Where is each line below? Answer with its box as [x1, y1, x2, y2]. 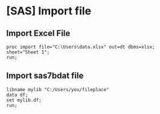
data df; [6, 92, 28, 98]
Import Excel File [6, 28, 71, 38]
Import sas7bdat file [6, 71, 84, 81]
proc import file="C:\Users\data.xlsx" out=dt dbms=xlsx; [6, 44, 155, 50]
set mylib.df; [6, 97, 42, 103]
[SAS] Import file [6, 4, 92, 18]
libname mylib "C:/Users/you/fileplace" [6, 86, 110, 92]
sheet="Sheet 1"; [6, 49, 50, 55]
